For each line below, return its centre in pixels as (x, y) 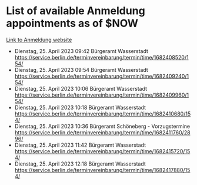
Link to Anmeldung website (39, 39)
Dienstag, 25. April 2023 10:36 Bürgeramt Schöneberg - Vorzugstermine (102, 126)
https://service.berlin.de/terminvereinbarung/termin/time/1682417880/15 (102, 170)
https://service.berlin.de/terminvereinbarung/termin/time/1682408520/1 (102, 57)
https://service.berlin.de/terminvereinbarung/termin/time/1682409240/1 (102, 76)
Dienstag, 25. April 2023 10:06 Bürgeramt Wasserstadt (81, 88)
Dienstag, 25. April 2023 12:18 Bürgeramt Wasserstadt (80, 164)
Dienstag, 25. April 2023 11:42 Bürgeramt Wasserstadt (80, 145)
